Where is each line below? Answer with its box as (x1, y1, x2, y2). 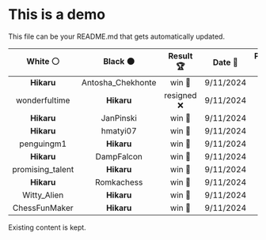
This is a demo (8, 6, 105, 24)
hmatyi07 (101, 125, 137, 136)
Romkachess (94, 176, 143, 187)
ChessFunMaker (12, 202, 74, 213)
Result (168, 50, 193, 61)
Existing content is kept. (8, 223, 87, 232)
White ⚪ (26, 55, 60, 66)
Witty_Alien (22, 189, 64, 201)
